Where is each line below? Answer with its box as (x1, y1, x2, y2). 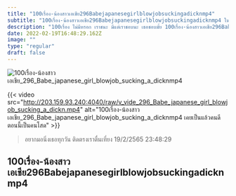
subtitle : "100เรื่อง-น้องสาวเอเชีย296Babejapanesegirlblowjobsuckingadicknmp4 (7, 17, 221, 24)
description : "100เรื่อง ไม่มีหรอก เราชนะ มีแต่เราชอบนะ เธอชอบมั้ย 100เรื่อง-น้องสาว (7, 23, 202, 30)
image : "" (7, 36, 37, 43)
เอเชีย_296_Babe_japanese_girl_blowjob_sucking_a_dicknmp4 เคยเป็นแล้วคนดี (7, 113, 221, 121)
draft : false (7, 50, 46, 57)
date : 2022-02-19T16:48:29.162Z (7, 29, 102, 37)
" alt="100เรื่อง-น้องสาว (79, 105, 140, 113)
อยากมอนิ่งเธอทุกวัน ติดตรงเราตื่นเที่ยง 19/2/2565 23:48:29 (24, 134, 172, 143)
